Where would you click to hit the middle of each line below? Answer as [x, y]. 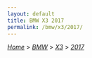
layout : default [31, 14]
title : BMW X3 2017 [36, 21]
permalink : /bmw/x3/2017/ [45, 27]
